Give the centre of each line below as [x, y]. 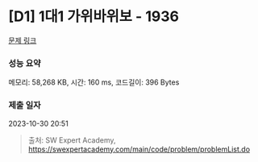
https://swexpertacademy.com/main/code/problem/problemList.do [139, 149]
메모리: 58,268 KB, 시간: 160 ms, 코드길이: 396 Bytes [94, 82]
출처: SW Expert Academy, [72, 140]
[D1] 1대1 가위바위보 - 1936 [94, 17]
